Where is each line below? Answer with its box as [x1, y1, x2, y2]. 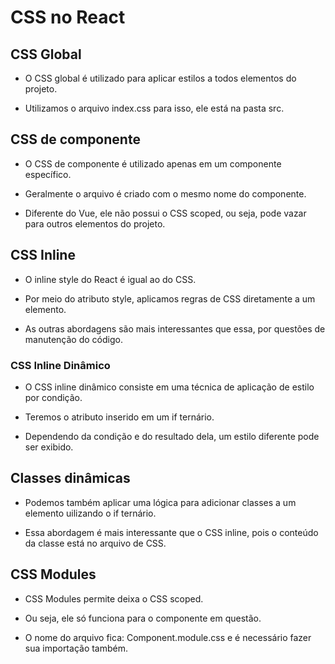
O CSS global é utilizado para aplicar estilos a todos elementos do [24, 72, 297, 84]
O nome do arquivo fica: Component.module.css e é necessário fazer [24, 631, 312, 643]
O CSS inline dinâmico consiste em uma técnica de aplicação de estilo [24, 381, 315, 393]
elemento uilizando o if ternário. [24, 507, 157, 519]
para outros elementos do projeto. [24, 217, 166, 230]
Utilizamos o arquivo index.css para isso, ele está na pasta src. [24, 102, 285, 114]
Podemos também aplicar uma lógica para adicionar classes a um [24, 496, 297, 508]
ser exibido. [24, 441, 74, 453]
